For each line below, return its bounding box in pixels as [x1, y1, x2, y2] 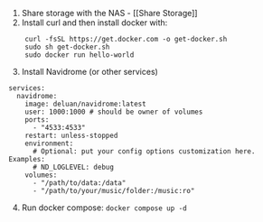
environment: [24, 139, 74, 148]
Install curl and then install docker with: [21, 17, 168, 28]
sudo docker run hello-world [24, 51, 135, 60]
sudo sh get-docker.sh [24, 42, 110, 51]
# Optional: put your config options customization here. [32, 147, 256, 156]
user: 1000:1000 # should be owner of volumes [24, 107, 203, 116]
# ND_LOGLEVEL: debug [32, 162, 115, 171]
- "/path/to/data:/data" [32, 179, 127, 188]
